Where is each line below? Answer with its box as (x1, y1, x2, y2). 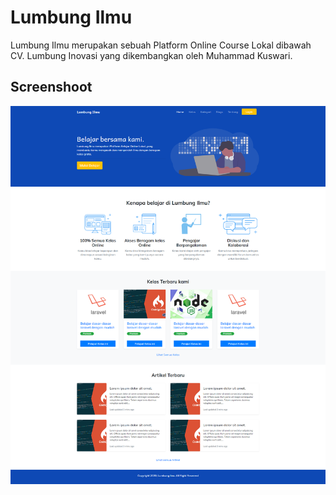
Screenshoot (10, 79, 93, 96)
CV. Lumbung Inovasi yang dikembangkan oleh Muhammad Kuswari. (10, 49, 293, 61)
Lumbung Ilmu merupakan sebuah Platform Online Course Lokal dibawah (10, 39, 312, 51)
